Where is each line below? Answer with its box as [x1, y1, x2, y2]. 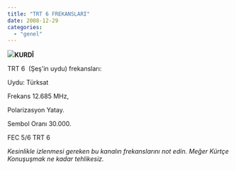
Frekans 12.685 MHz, [7, 92, 69, 100]
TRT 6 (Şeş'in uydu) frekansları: [7, 65, 102, 73]
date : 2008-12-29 [7, 17, 59, 24]
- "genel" [13, 30, 43, 38]
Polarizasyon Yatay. [7, 106, 65, 115]
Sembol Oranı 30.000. [7, 119, 72, 128]
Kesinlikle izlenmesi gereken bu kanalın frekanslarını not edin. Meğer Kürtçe [7, 147, 229, 156]
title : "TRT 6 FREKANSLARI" [7, 10, 91, 18]
